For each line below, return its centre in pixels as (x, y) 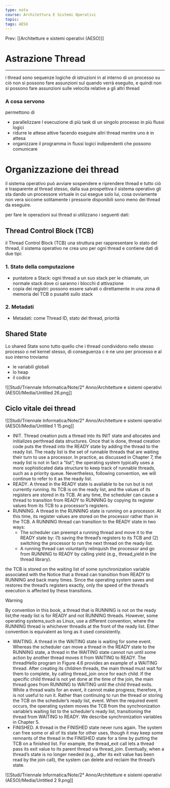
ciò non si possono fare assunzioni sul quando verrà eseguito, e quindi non (83, 83)
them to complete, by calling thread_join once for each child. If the (82, 674)
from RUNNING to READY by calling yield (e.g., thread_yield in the (88, 554)
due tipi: (14, 254)
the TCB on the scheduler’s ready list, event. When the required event (85, 701)
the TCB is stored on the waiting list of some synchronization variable (78, 569)
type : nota (17, 10)
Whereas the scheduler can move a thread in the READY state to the (84, 647)
